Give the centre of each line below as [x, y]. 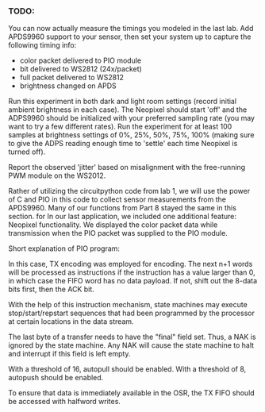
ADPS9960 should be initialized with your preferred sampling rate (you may [132, 118]
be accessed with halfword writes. [65, 402]
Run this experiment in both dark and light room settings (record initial [122, 102]
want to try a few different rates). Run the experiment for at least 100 [120, 127]
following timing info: [42, 45]
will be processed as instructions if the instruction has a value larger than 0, [132, 272]
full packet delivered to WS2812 [72, 78]
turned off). [27, 152]
